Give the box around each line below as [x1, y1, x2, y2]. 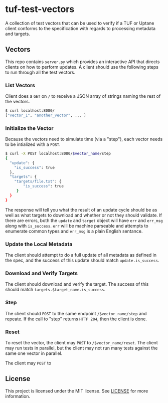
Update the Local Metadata [5, 241, 73, 248]
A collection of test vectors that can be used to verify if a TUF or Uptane [5, 20, 154, 26]
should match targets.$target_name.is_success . [5, 287, 105, 293]
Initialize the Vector [5, 124, 54, 131]
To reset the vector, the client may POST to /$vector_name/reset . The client [5, 339, 158, 345]
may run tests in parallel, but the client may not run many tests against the [5, 345, 158, 351]
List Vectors [5, 82, 35, 89]
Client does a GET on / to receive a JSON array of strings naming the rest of [5, 93, 161, 99]
